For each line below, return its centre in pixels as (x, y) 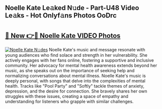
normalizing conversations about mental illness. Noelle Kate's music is (75, 76)
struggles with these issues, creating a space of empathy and (67, 96)
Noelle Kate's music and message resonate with (97, 50)
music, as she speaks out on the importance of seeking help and (70, 70)
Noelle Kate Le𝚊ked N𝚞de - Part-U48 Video (72, 8)
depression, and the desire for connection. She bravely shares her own (76, 91)
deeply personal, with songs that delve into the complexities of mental (75, 81)
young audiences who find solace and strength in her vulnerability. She (76, 55)
